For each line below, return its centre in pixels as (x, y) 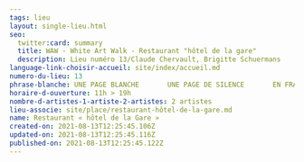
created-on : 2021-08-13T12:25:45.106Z (82, 127)
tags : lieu (30, 18)
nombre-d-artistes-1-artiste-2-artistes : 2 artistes (111, 101)
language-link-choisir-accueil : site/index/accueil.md (115, 68)
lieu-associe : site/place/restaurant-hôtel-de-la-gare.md (121, 110)
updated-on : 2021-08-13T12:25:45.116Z (82, 135)
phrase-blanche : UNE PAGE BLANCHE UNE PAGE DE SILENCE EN (145, 85)
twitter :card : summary (60, 43)
